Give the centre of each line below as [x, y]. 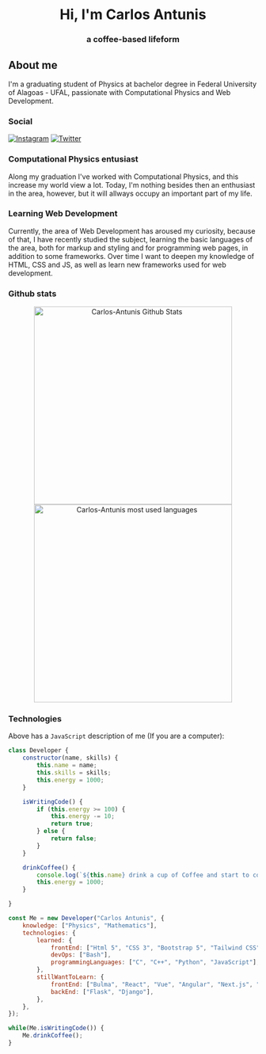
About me [33, 65]
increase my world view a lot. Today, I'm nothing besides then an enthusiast [132, 185]
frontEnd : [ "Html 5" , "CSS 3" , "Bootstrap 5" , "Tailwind [146, 948]
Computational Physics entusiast [73, 159]
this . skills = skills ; [74, 773]
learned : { [55, 940]
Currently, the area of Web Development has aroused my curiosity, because [132, 230]
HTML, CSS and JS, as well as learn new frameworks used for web [118, 264]
